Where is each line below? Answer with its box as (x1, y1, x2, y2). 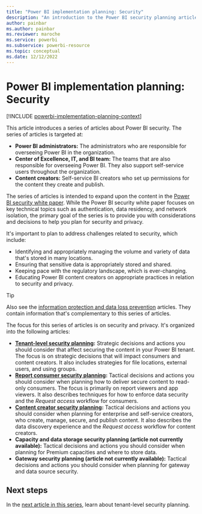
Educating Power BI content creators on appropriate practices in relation (14, 273, 194, 281)
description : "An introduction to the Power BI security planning (6, 14, 176, 21)
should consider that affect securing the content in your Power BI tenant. (14, 346, 195, 353)
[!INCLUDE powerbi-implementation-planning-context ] (6, 112, 142, 119)
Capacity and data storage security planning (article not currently (14, 436, 183, 443)
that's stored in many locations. (14, 254, 93, 261)
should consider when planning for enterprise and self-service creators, (14, 410, 194, 417)
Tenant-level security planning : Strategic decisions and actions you (14, 339, 185, 347)
